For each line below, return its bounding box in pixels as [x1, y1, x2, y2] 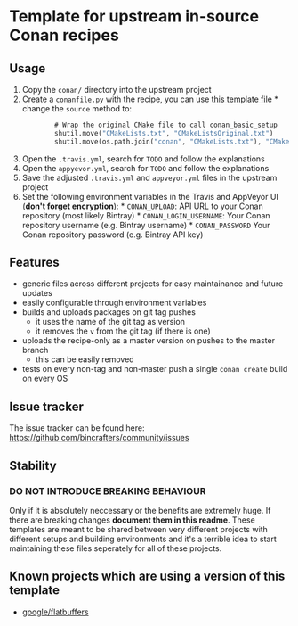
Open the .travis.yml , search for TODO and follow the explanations [21, 153, 265, 164]
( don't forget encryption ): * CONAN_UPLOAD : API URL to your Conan [21, 201, 264, 211]
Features [9, 255, 60, 270]
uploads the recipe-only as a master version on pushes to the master [21, 335, 276, 346]
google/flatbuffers [21, 606, 89, 617]
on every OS [21, 373, 68, 384]
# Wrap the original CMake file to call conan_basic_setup [54, 120, 278, 129]
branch [21, 345, 49, 356]
